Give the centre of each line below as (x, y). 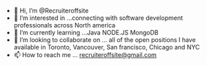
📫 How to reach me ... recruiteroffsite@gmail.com (85, 55)
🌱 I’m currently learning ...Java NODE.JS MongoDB (86, 32)
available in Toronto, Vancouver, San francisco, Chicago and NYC (107, 47)
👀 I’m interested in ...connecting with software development (98, 18)
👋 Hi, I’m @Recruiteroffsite (51, 11)
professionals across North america (65, 25)
